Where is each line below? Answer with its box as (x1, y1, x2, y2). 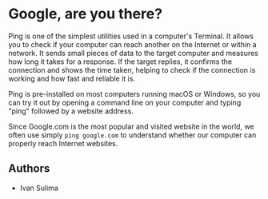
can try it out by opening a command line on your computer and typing (8, 98, 242, 107)
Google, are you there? (8, 5, 162, 23)
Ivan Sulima (19, 183, 58, 193)
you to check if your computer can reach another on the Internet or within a (8, 39, 258, 49)
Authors (8, 161, 50, 176)
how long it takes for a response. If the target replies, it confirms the (8, 57, 233, 66)
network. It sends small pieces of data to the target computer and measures (8, 48, 258, 58)
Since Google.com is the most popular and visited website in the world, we (8, 121, 254, 131)
